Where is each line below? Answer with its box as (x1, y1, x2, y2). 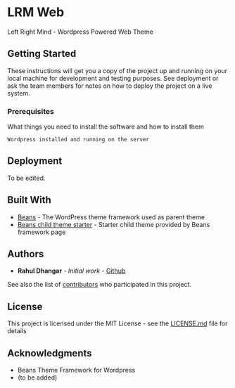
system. (7, 89, 30, 97)
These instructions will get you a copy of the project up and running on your (7, 66, 227, 75)
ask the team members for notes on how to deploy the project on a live (7, 82, 212, 90)
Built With (7, 194, 51, 206)
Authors (7, 248, 44, 260)
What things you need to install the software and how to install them (7, 122, 204, 131)
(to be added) (17, 373, 58, 382)
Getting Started (7, 48, 77, 60)
